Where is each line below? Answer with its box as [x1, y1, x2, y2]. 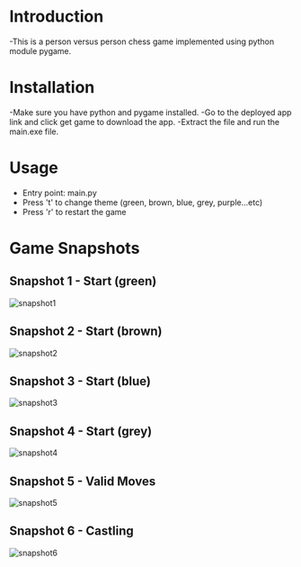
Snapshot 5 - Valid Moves [9, 473, 156, 489]
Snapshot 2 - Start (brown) [9, 324, 163, 339]
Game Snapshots [9, 238, 140, 258]
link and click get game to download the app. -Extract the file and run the [9, 116, 280, 127]
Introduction [9, 6, 104, 27]
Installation [9, 77, 95, 98]
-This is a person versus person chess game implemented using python [9, 36, 275, 47]
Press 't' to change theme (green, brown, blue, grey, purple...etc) [22, 196, 263, 208]
